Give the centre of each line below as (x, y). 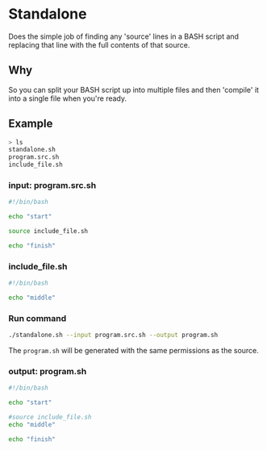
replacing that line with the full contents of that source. (99, 44)
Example (31, 124)
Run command (38, 318)
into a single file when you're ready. (68, 98)
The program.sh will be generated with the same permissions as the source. (134, 351)
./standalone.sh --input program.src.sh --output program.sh (113, 335)
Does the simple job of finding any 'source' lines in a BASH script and (124, 36)
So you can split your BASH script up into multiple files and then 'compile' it (134, 90)
